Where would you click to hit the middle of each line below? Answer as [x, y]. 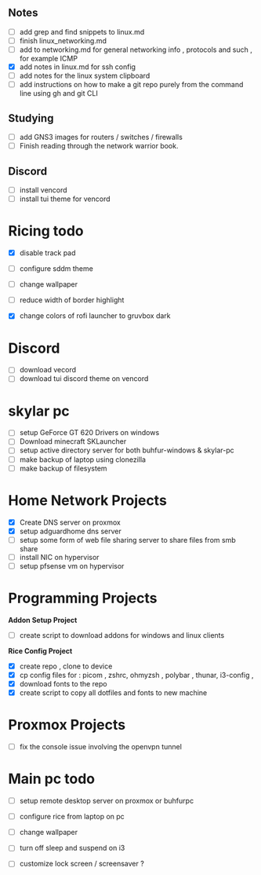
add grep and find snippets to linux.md [82, 31]
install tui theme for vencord [65, 199]
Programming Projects [83, 598]
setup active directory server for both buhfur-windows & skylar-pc [127, 450]
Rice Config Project [40, 650]
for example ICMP [49, 59]
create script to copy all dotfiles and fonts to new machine [113, 693]
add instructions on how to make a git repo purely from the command [131, 85]
